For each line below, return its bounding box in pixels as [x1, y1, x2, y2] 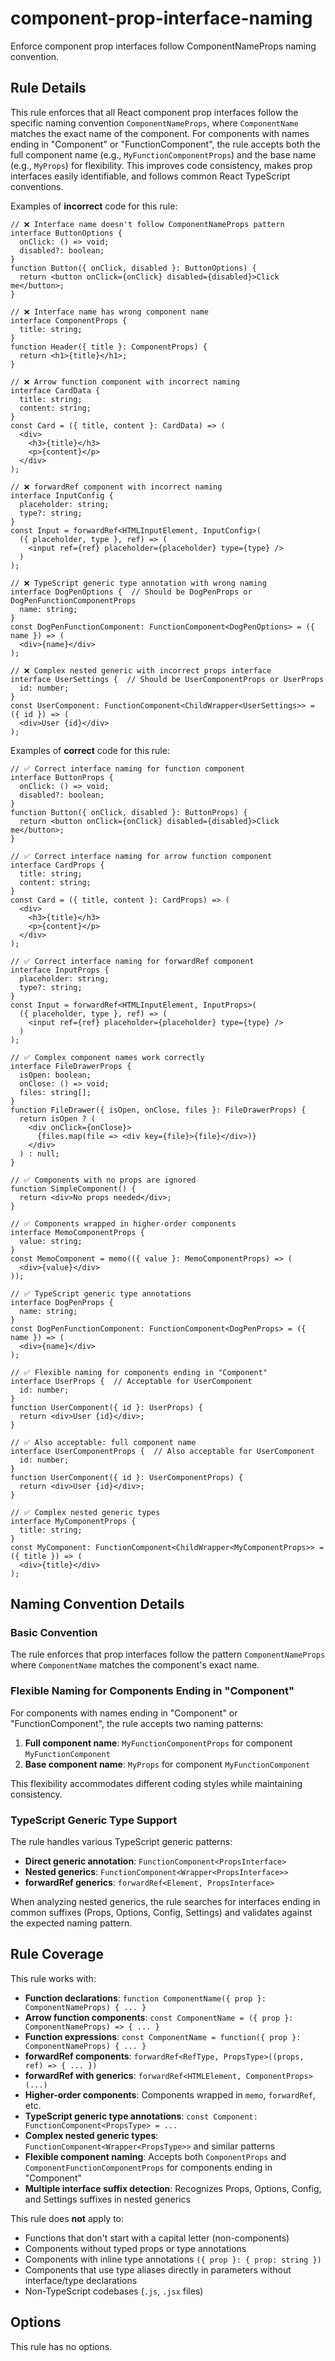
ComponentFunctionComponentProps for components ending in [24, 2161, 273, 2173]
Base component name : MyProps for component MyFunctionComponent [24, 1758, 311, 1770]
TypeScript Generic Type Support [10, 1813, 178, 1827]
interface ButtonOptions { [10, 228, 123, 238]
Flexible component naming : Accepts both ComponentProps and [24, 2150, 287, 2162]
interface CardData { [10, 385, 101, 396]
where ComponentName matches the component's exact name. [10, 1659, 260, 1671]
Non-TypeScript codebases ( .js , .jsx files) [24, 2285, 204, 2297]
